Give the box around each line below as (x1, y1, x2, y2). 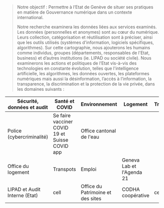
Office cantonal (81, 127, 116, 134)
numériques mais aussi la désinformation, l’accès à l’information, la (17, 76, 152, 82)
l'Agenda (122, 169, 143, 175)
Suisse (53, 137, 68, 143)
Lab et (122, 163, 137, 169)
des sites (81, 195, 102, 202)
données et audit (7, 104, 48, 110)
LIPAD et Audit (7, 186, 41, 192)
